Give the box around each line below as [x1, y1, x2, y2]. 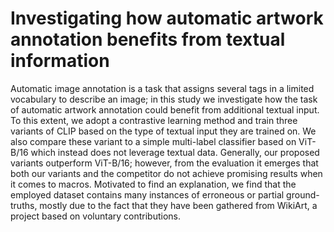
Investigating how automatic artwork [10, 7, 324, 30]
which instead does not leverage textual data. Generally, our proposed [30, 146, 320, 158]
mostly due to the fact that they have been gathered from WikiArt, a [39, 199, 318, 211]
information [10, 50, 110, 72]
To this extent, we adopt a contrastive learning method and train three [10, 114, 298, 126]
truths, [10, 199, 38, 211]
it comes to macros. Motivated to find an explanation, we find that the [10, 178, 297, 190]
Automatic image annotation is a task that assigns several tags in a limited [10, 82, 315, 94]
